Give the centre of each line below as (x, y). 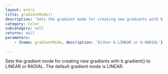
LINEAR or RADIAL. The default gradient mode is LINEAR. (65, 66)
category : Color (22, 24)
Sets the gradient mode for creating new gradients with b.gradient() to (78, 61)
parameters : (18, 38)
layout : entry (20, 10)
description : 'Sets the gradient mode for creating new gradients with (82, 19)
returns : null (20, 33)
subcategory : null (24, 28)
